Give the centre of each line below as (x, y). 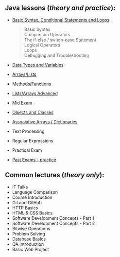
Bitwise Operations (31, 228)
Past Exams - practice (34, 160)
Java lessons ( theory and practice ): (60, 8)
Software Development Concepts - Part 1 (53, 218)
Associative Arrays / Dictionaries (45, 121)
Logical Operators (42, 45)
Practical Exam (27, 150)
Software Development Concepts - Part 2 (53, 223)
